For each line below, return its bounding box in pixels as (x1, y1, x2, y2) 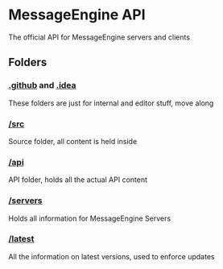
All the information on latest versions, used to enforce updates (8, 251, 215, 261)
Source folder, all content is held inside (8, 136, 138, 146)
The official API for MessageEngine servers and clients (8, 32, 191, 42)
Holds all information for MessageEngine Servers (8, 213, 171, 223)
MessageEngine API (8, 6, 147, 24)
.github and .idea (8, 80, 76, 91)
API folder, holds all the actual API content (8, 175, 147, 184)
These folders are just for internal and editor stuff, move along (8, 98, 214, 108)
